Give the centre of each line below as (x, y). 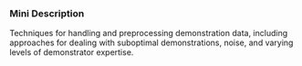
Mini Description (47, 14)
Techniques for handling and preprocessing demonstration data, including (149, 33)
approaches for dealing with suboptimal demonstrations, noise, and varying (151, 42)
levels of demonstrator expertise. (72, 52)
